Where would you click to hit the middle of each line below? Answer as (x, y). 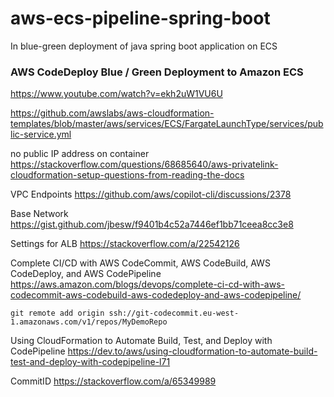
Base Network (39, 214)
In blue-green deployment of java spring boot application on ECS (144, 46)
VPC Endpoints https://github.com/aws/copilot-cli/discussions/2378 (151, 194)
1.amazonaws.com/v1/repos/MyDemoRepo (89, 322)
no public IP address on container (80, 154)
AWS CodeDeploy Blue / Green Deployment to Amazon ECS (157, 72)
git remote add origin (57, 313)
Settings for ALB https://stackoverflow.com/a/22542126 (125, 244)
